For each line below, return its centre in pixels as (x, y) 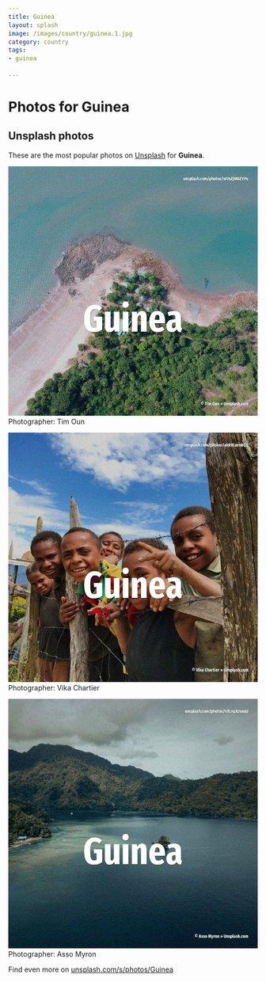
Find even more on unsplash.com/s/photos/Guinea (91, 969)
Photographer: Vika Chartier (54, 687)
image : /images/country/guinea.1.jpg (70, 33)
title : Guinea (32, 17)
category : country (38, 42)
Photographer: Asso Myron (52, 953)
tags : (17, 50)
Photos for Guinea (69, 107)
